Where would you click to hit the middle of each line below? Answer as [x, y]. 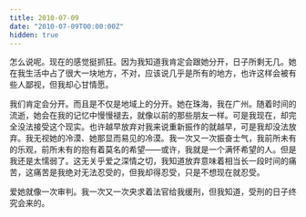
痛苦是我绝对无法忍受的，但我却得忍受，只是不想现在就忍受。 [149, 172]
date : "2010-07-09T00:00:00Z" [67, 26]
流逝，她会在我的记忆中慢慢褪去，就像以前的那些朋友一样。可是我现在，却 [149, 116]
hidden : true [34, 35]
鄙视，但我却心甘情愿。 [69, 85]
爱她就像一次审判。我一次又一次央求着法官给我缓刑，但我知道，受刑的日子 [149, 191]
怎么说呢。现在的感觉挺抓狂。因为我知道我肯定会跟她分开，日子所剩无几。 [149, 62]
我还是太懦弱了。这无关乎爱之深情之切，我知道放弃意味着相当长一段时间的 [149, 161]
